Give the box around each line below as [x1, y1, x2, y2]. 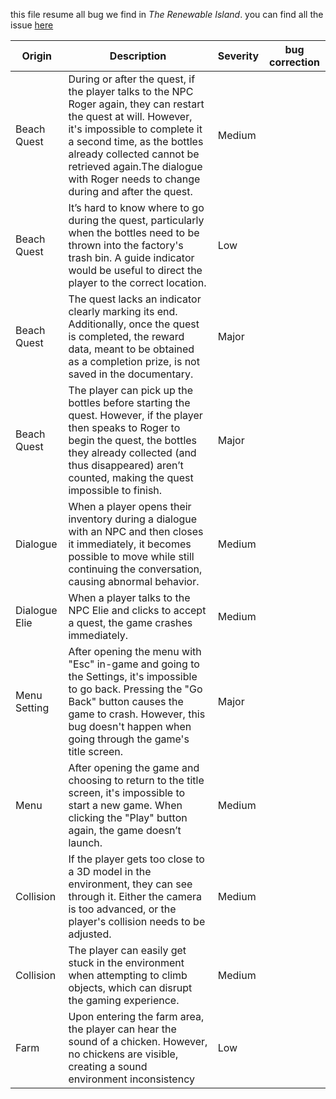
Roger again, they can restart [68, 97, 205, 111]
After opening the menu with [68, 645, 202, 658]
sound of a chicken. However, [68, 1035, 208, 1048]
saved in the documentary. [68, 367, 194, 381]
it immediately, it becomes [68, 537, 192, 551]
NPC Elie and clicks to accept [68, 604, 207, 617]
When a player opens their [68, 500, 192, 513]
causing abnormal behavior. [68, 575, 200, 588]
